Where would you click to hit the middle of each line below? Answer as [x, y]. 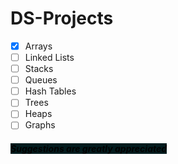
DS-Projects [62, 18]
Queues [41, 80]
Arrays [38, 46]
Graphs [40, 125]
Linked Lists [49, 57]
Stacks [39, 69]
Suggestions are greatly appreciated [89, 149]
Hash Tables [50, 91]
